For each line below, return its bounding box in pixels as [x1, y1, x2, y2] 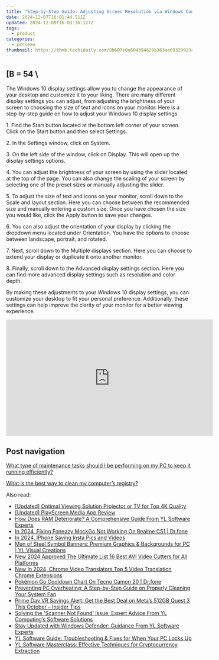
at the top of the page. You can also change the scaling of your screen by [6, 175, 185, 182]
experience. [6, 307, 35, 314]
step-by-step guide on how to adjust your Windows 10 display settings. [6, 110, 179, 117]
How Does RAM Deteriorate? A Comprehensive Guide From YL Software [14, 516, 191, 523]
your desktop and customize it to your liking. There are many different [6, 91, 176, 98]
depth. [6, 277, 22, 284]
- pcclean [11, 42, 35, 48]
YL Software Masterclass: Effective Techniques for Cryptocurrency [14, 641, 178, 648]
